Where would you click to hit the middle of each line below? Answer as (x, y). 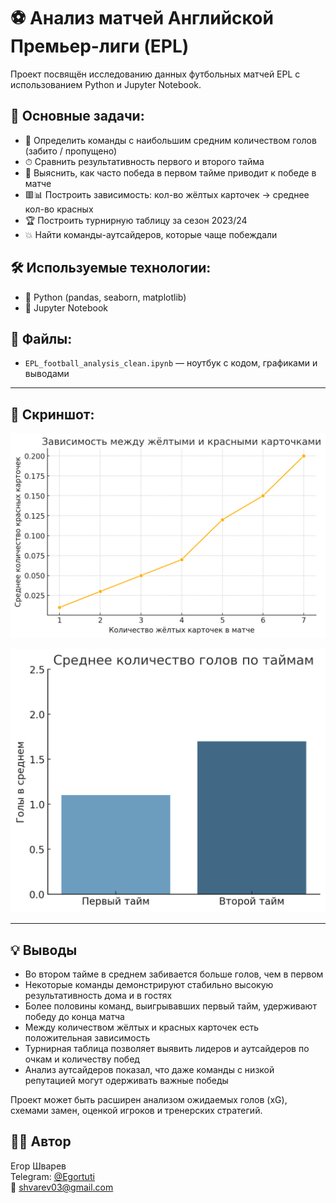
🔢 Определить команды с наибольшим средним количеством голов (170, 140)
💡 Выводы (44, 950)
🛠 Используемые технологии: (111, 268)
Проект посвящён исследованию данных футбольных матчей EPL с (155, 74)
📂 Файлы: (41, 338)
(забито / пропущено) (71, 151)
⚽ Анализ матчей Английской (142, 18)
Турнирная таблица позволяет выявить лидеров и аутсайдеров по (167, 1049)
